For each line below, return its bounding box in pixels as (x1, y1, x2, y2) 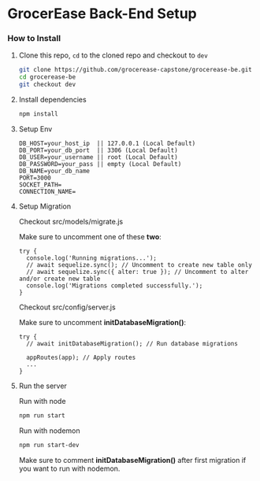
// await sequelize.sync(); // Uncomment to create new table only (26, 261, 253, 268)
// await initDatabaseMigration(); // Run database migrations (26, 339, 238, 347)
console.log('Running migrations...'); (26, 253, 157, 262)
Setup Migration (18, 202, 72, 211)
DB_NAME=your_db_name (18, 167, 90, 175)
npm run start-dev (18, 441, 80, 449)
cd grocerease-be (18, 73, 76, 81)
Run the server (18, 381, 68, 390)
